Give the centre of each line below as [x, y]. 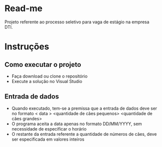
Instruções [27, 47]
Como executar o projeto [43, 64]
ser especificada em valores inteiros [48, 139]
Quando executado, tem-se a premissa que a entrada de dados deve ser [84, 108]
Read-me [24, 8]
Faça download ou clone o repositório [50, 76]
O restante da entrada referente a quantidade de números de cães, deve [84, 134]
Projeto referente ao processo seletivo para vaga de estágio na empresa [77, 22]
